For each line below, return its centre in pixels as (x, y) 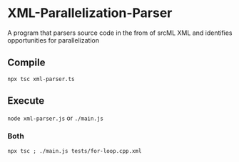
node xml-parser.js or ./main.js (55, 118)
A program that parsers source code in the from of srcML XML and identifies (120, 33)
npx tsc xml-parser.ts (41, 79)
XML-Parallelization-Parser (90, 13)
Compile (26, 63)
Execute (26, 101)
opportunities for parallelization (54, 40)
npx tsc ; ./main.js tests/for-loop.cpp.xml (75, 151)
